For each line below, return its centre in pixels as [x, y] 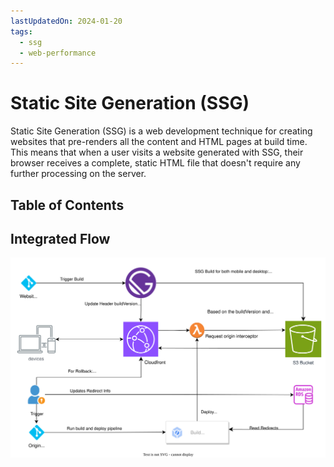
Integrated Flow [60, 238]
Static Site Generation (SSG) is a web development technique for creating [161, 131]
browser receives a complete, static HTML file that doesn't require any [155, 163]
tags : [21, 31]
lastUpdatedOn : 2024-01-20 [66, 21]
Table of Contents [67, 205]
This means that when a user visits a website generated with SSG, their [157, 152]
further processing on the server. [78, 174]
